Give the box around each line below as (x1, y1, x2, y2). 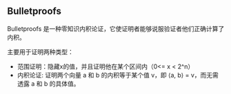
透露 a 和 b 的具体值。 (17, 79, 80, 88)
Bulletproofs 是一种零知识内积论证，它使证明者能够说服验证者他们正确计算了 (7, 24, 225, 33)
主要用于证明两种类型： (7, 47, 74, 56)
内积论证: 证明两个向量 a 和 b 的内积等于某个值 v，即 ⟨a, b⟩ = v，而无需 (17, 71, 219, 79)
